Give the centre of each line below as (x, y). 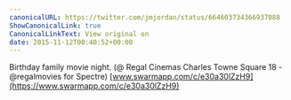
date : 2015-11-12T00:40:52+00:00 (71, 42)
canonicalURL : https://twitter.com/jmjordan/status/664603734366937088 (145, 17)
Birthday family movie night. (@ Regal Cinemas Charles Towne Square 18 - (146, 67)
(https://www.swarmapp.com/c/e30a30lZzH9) (94, 86)
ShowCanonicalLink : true (55, 26)
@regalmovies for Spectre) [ (61, 77)
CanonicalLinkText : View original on (79, 34)
